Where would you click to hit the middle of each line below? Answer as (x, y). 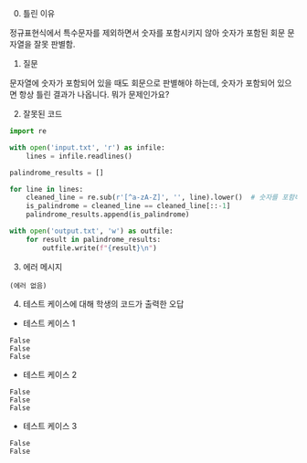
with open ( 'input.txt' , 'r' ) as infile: (88, 147)
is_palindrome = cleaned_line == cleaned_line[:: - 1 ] (128, 206)
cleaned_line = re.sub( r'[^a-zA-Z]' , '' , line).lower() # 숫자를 (152, 198)
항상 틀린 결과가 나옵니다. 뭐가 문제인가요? (94, 95)
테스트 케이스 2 (50, 374)
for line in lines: (47, 189)
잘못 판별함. (54, 44)
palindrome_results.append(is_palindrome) (108, 215)
